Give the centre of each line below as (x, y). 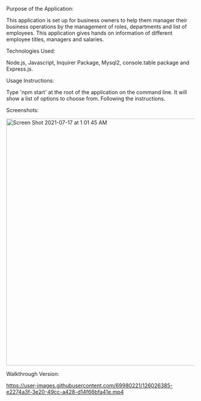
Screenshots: (22, 110)
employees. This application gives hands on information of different (89, 33)
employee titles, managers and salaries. (55, 39)
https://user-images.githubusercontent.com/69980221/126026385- (89, 385)
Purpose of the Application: (40, 9)
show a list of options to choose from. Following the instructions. (86, 99)
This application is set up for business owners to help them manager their (97, 20)
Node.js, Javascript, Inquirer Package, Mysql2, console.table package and (98, 63)
